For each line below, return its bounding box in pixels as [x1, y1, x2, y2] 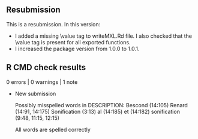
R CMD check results [6, 62, 86, 72]
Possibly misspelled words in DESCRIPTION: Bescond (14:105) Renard [14, 101, 188, 108]
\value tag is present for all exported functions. [14, 38, 131, 46]
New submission [14, 90, 56, 97]
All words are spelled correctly [14, 126, 91, 133]
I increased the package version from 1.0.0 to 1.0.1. [14, 45, 140, 52]
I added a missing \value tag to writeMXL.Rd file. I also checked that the [14, 32, 192, 40]
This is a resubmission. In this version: [6, 20, 101, 28]
